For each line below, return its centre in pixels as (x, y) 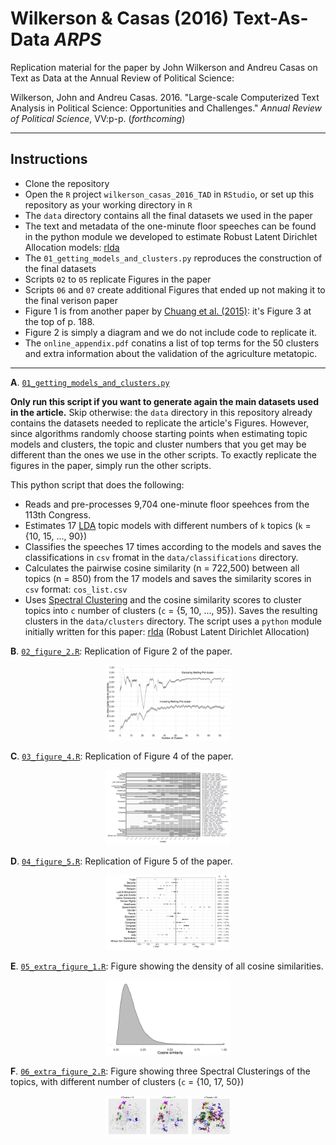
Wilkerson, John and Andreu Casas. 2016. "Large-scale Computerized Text (165, 97)
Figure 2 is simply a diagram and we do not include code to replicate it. (171, 332)
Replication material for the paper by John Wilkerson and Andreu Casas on (164, 67)
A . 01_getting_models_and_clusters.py (90, 382)
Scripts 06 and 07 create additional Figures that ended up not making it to (175, 289)
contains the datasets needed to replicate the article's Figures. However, (160, 423)
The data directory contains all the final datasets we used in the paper (168, 215)
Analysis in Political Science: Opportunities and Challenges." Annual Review (166, 108)
